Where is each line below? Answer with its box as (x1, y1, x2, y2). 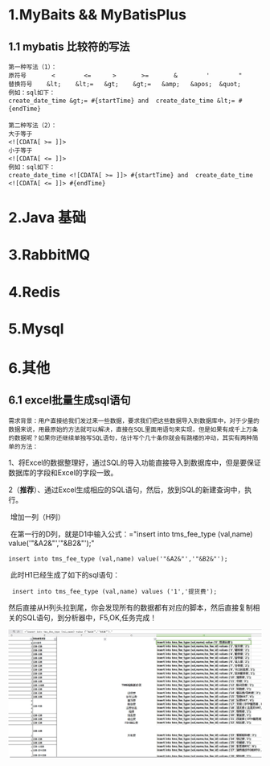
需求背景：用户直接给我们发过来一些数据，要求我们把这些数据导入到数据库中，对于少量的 (8, 416, 260, 424)
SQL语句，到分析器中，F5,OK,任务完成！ (22, 612, 157, 622)
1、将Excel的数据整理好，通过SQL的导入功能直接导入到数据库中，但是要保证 (8, 458, 261, 467)
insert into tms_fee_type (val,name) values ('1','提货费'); (11, 587, 218, 595)
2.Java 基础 (8, 209, 87, 227)
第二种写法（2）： (8, 122, 58, 130)
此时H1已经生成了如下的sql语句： (10, 569, 121, 579)
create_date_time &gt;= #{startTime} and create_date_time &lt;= (8, 97, 235, 105)
